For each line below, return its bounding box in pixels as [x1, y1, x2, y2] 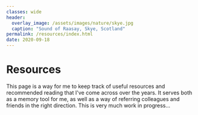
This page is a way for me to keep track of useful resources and [6, 82, 165, 90]
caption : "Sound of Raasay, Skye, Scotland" [11, 25, 126, 32]
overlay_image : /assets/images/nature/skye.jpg [11, 20, 134, 26]
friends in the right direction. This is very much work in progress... [6, 102, 171, 109]
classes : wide [6, 8, 42, 15]
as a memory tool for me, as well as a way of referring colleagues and [6, 95, 180, 102]
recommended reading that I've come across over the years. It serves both [6, 89, 193, 96]
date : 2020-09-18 [6, 37, 50, 43]
